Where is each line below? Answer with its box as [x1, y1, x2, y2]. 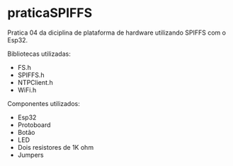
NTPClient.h [17, 78, 53, 86]
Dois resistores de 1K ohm [17, 143, 94, 151]
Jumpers [17, 150, 44, 159]
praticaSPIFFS [7, 5, 93, 21]
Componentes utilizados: [7, 99, 80, 107]
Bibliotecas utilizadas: [7, 49, 71, 58]
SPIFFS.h [17, 71, 45, 79]
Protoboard [17, 120, 51, 129]
